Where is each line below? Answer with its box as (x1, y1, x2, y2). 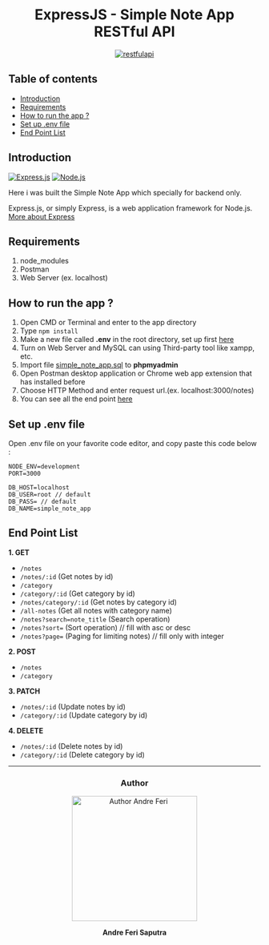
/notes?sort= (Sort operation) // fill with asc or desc (19, 622, 191, 632)
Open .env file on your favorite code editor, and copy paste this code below (8, 439, 258, 448)
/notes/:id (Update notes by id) (19, 702, 126, 711)
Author (120, 777, 149, 788)
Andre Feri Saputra (102, 927, 167, 938)
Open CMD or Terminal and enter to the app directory (19, 318, 197, 328)
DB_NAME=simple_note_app (8, 505, 91, 513)
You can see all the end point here (19, 394, 133, 404)
